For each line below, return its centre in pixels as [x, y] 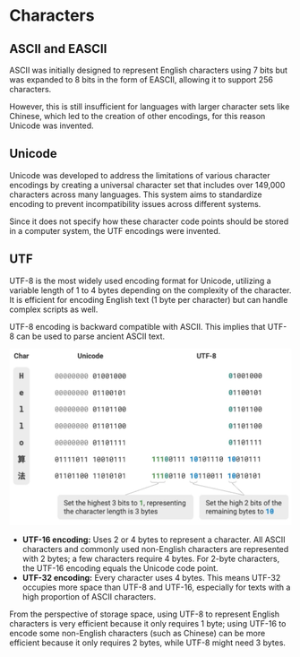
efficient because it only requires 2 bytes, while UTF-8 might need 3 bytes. [148, 643]
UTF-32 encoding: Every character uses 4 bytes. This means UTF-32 [151, 577]
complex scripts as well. [54, 309]
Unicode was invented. [51, 125]
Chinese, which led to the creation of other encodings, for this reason [137, 116]
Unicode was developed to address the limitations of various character [140, 175]
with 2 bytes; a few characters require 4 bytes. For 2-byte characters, [151, 558]
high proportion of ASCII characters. [89, 596]
